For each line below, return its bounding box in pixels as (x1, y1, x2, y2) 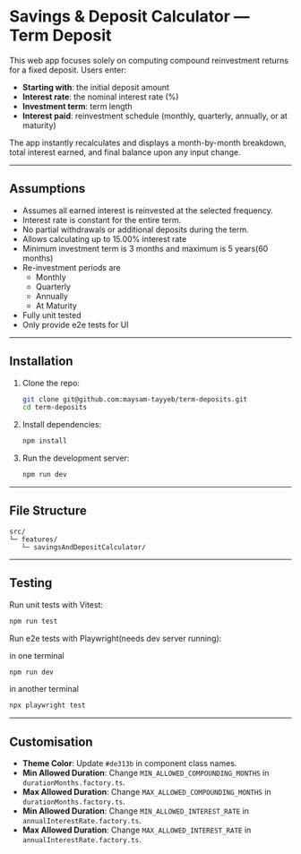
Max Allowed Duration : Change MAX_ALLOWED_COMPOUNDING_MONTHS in (21, 787, 271, 798)
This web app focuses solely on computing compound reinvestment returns (9, 55, 289, 65)
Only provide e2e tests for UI (21, 319, 129, 330)
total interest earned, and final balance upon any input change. (9, 146, 241, 158)
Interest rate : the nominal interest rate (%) (21, 91, 179, 102)
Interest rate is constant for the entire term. (21, 214, 182, 225)
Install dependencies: (21, 419, 102, 430)
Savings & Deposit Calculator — (9, 6, 250, 27)
